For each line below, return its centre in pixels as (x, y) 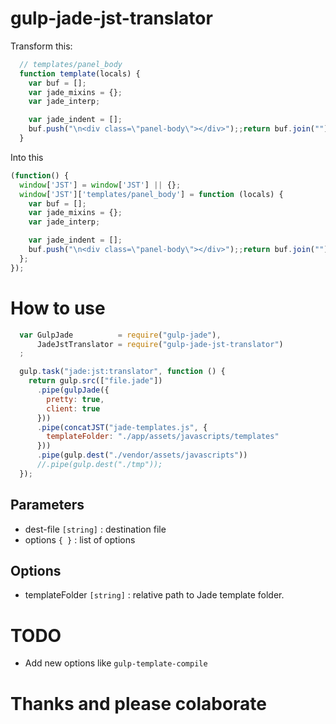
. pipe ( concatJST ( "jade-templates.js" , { (122, 427)
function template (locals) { (80, 73)
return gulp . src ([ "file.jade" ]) (95, 381)
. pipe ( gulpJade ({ (73, 390)
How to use (58, 308)
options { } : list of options (80, 539)
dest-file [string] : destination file (95, 529)
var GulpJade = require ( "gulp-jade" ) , (120, 335)
